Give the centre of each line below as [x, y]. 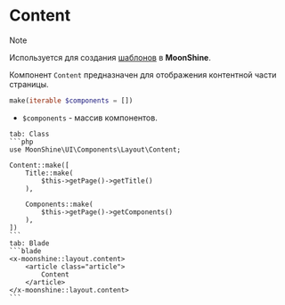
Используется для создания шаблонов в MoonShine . [110, 57]
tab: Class [29, 134]
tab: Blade [29, 243]
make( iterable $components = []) [71, 100]
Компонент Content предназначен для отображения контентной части [143, 74]
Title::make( [49, 173]
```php [21, 142]
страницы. [29, 84]
